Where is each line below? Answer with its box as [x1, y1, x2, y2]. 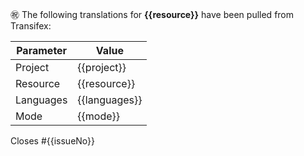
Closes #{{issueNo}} [10, 135, 96, 147]
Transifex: [10, 20, 52, 32]
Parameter [16, 44, 68, 57]
